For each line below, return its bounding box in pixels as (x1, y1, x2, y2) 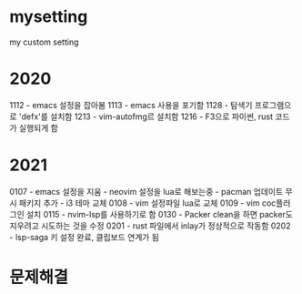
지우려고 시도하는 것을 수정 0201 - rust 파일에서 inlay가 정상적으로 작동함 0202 (9, 220, 291, 231)
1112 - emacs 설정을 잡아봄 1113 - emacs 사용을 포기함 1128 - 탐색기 (9, 99, 253, 110)
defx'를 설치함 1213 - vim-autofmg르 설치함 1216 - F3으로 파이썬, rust (21, 111, 274, 122)
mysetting (9, 6, 88, 27)
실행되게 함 (18, 122, 59, 133)
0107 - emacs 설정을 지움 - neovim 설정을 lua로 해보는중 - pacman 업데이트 (9, 186, 284, 197)
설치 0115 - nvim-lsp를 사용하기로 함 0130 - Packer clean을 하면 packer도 (25, 208, 294, 219)
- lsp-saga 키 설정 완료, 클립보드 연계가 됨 (9, 231, 159, 242)
